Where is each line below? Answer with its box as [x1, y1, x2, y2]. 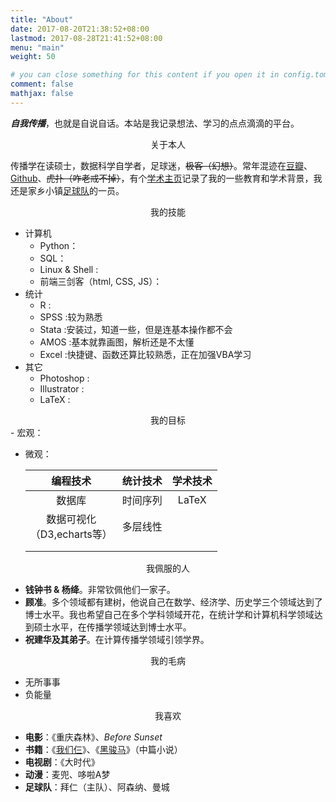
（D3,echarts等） [29, 527, 113, 541]
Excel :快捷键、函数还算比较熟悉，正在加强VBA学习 [39, 348, 252, 360]
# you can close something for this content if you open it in [10, 70, 280, 80]
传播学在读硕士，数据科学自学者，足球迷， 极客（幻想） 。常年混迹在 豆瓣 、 [10, 159, 313, 171]
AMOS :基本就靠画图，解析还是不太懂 [39, 336, 195, 348]
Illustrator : [39, 382, 85, 395]
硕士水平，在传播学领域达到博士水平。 [33, 621, 192, 633]
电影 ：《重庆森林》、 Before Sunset [24, 731, 163, 743]
